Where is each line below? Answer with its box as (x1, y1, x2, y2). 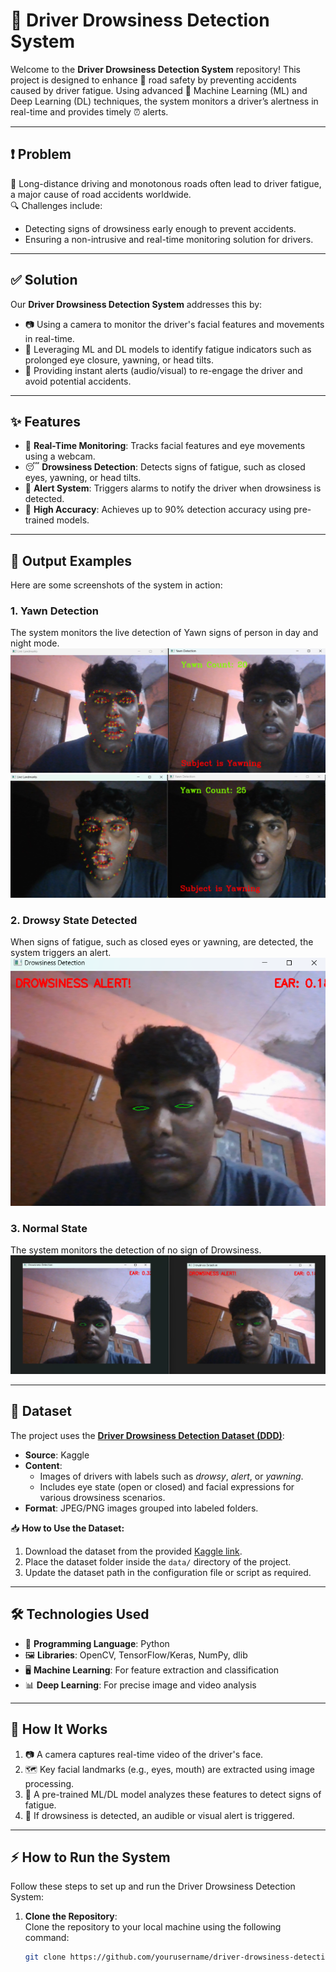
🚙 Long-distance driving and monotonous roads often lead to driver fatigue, (10, 177, 322, 189)
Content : (24, 1459, 63, 1471)
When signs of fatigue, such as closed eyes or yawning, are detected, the (10, 936, 314, 948)
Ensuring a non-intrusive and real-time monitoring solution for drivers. (24, 233, 314, 245)
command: (24, 1932, 70, 1944)
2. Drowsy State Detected (10, 913, 138, 927)
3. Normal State (10, 1222, 88, 1236)
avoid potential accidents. (24, 375, 132, 387)
